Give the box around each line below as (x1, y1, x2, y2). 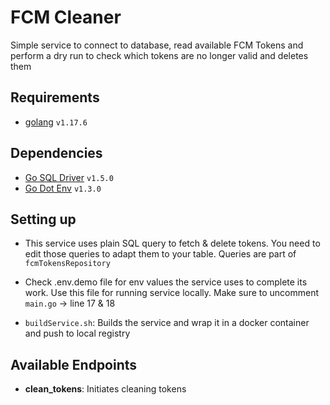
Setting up (10, 211, 77, 228)
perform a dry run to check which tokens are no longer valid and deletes (10, 49, 309, 61)
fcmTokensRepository (24, 259, 111, 269)
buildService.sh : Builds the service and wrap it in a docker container (24, 317, 310, 329)
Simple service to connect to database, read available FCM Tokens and (10, 39, 304, 51)
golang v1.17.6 (24, 116, 88, 128)
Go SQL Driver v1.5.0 (24, 171, 114, 183)
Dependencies (10, 145, 103, 162)
